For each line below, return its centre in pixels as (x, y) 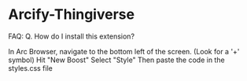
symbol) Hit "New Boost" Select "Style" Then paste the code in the (117, 60)
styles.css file (30, 68)
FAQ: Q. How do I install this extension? (72, 36)
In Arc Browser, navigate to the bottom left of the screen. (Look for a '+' (124, 51)
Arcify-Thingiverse (72, 15)
